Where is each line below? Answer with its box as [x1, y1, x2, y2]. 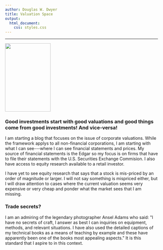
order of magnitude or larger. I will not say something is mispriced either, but [5, 176, 158, 182]
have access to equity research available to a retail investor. [5, 161, 125, 167]
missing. [5, 191, 22, 197]
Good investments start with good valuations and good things [5, 118, 154, 125]
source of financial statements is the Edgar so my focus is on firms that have [5, 151, 158, 157]
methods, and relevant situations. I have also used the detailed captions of [5, 224, 154, 231]
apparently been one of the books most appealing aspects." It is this [5, 235, 142, 241]
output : [5, 16, 21, 21]
